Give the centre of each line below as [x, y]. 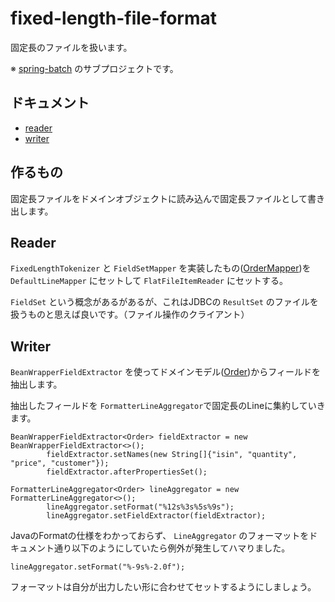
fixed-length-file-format [114, 18]
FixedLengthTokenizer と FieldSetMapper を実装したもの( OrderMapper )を [161, 268]
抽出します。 [36, 384]
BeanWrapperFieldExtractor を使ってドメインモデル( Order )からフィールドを [165, 372]
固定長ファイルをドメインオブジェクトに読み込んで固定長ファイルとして [159, 198]
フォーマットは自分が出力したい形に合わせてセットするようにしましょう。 [163, 587]
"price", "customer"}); [60, 463]
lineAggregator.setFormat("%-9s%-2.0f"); [98, 567]
